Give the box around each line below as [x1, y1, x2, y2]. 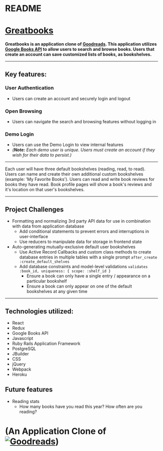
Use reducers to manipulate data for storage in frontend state [19, 239, 142, 245]
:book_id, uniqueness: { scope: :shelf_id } [19, 269, 111, 274]
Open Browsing [5, 108, 42, 114]
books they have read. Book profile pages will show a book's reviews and [5, 181, 152, 187]
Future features [5, 386, 53, 394]
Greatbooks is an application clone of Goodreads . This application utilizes [5, 41, 157, 47]
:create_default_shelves [19, 259, 70, 264]
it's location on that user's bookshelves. [5, 187, 85, 193]
